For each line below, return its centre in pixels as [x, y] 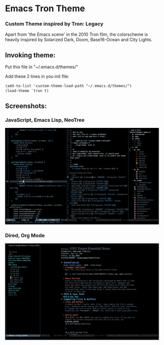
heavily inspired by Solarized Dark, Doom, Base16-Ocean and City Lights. [79, 40]
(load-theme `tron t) [27, 91]
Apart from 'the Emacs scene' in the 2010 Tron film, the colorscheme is [76, 34]
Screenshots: [26, 106]
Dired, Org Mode [25, 235]
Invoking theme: [30, 55]
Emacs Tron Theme [45, 9]
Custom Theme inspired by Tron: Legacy [54, 24]
